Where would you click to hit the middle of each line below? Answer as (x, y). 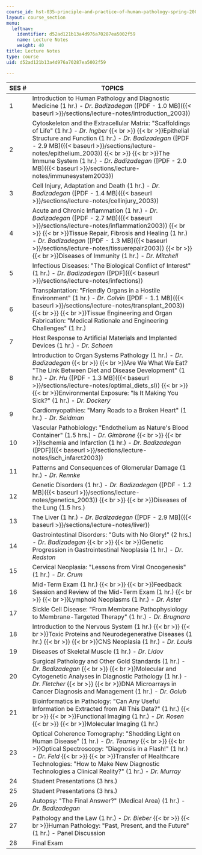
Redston (44, 557)
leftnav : (23, 29)
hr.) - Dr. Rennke (56, 475)
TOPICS (113, 88)
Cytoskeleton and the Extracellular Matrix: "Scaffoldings (111, 123)
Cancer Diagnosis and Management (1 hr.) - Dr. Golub (109, 691)
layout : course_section (36, 17)
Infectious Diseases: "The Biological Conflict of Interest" (112, 265)
